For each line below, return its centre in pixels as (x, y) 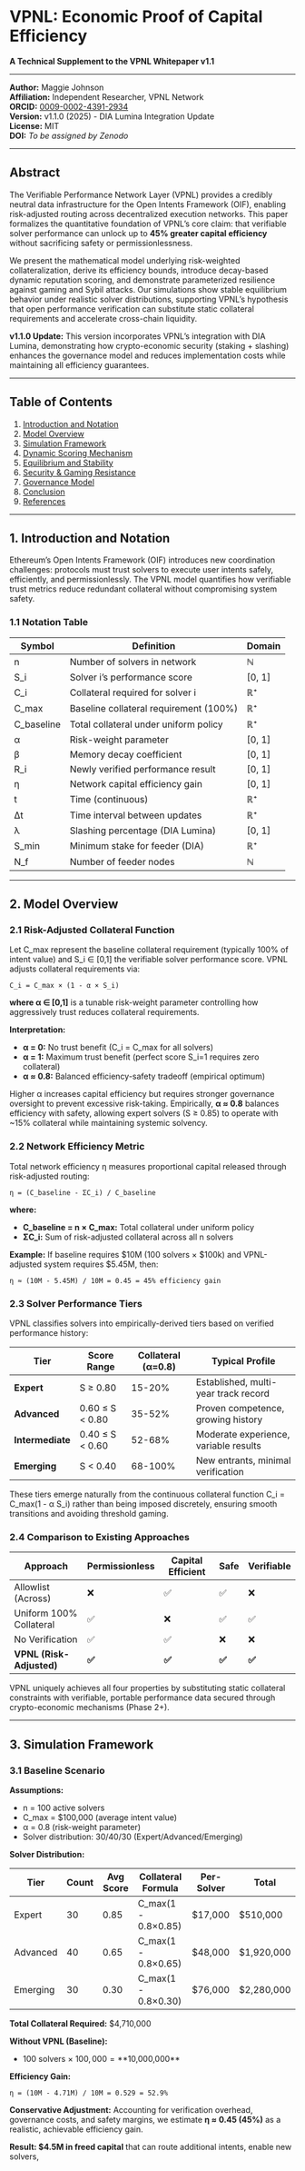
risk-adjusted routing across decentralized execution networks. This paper (149, 214)
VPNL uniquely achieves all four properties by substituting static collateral (148, 1688)
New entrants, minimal (243, 1460)
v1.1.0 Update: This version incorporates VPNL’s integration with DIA (138, 336)
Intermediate (42, 1439)
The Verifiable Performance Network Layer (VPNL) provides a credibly (141, 194)
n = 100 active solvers (64, 1808)
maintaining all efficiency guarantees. (79, 364)
